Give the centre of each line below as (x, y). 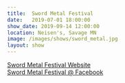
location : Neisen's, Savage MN (52, 33)
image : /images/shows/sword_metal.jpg (62, 39)
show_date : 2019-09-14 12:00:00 (53, 26)
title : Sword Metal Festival (50, 13)
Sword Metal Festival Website (49, 65)
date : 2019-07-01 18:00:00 (49, 20)
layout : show (26, 45)
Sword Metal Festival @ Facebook (55, 72)
